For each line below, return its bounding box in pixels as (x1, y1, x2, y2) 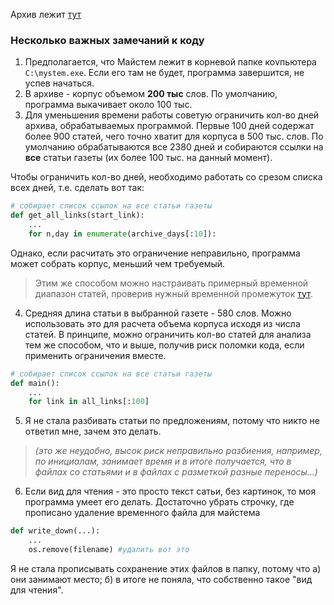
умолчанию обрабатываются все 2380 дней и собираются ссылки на (24, 141, 324, 153)
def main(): (10, 378, 60, 388)
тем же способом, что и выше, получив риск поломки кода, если (24, 339, 305, 351)
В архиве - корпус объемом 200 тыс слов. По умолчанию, (24, 88, 278, 100)
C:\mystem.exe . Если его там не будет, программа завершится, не (24, 67, 305, 79)
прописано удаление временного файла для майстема (24, 507, 261, 519)
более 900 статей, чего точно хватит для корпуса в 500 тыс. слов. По (24, 130, 324, 143)
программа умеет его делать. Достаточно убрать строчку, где (24, 496, 295, 508)
